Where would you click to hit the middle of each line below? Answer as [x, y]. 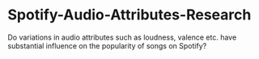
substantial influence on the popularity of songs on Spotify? [107, 45]
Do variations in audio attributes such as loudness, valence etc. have [122, 37]
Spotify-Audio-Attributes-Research [129, 15]
